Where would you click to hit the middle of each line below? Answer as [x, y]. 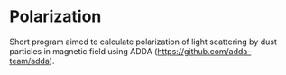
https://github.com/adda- [204, 51]
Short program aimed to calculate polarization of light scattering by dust [143, 42]
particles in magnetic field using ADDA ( [83, 51]
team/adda [29, 61]
